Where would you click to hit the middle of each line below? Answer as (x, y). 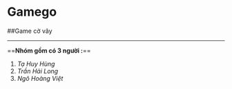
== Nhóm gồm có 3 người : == (49, 50)
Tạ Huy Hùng (36, 64)
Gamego (32, 12)
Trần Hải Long (38, 71)
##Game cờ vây (30, 31)
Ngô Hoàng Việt (40, 78)
